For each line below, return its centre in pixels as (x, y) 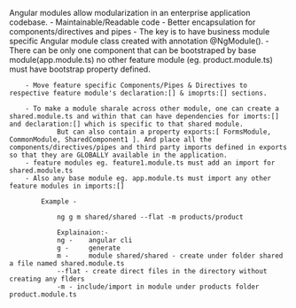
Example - (59, 202)
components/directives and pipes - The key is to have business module (140, 31)
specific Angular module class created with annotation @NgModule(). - (139, 41)
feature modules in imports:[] (67, 186)
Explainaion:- (82, 233)
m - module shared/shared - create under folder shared (170, 256)
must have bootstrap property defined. (80, 69)
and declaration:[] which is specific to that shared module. (126, 124)
